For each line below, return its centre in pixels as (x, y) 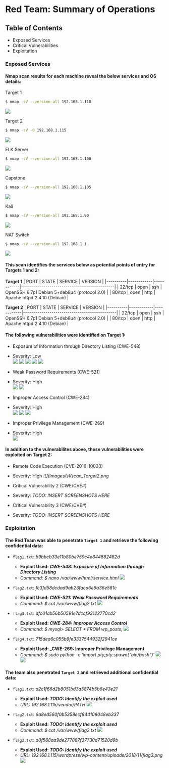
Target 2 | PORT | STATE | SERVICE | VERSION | (55, 307)
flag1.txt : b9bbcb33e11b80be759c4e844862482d (66, 557)
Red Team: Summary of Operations (80, 9)
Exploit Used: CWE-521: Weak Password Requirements (79, 598)
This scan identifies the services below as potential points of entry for (80, 264)
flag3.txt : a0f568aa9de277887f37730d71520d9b (65, 740)
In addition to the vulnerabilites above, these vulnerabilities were (74, 449)
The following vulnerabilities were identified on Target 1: (65, 335)
